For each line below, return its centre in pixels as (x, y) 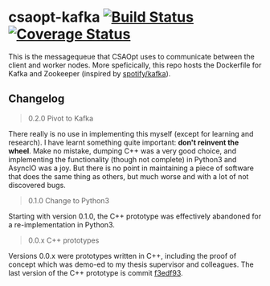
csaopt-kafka (54, 17)
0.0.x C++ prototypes (63, 240)
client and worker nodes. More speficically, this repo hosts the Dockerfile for (135, 65)
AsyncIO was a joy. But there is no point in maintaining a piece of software (131, 168)
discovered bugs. (37, 185)
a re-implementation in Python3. (61, 224)
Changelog (37, 99)
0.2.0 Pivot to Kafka (61, 118)
